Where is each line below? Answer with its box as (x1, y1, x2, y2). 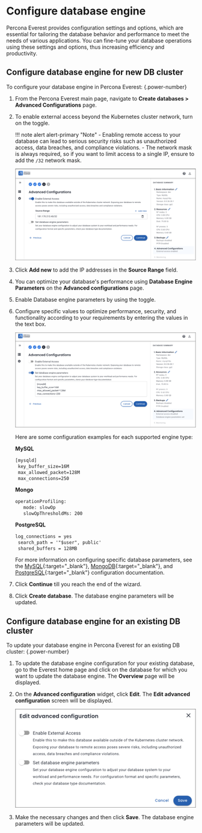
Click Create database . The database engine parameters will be (14, 592, 174, 600)
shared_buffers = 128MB (17, 546, 78, 552)
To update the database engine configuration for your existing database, (14, 660, 195, 667)
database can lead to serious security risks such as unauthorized (14, 137, 177, 145)
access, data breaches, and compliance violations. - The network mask (14, 143, 192, 151)
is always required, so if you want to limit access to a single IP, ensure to (14, 150, 195, 157)
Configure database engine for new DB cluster (6, 67, 183, 78)
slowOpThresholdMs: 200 (23, 511, 83, 517)
